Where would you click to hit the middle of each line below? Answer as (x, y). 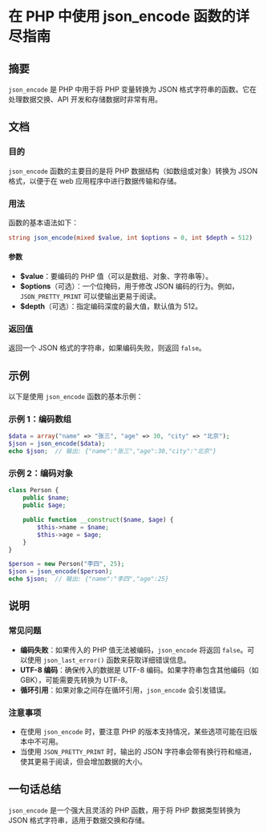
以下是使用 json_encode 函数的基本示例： (76, 397)
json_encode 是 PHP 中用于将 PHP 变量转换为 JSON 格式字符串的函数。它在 (133, 89)
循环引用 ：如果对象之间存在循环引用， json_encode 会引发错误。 (125, 689)
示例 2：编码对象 (41, 474)
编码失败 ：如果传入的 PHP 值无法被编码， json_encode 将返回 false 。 (133, 649)
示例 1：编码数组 (40, 419)
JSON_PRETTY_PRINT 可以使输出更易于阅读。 (90, 297)
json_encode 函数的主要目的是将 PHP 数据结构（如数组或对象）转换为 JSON (133, 171)
